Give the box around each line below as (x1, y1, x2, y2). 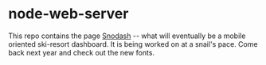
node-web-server (8, 5, 129, 23)
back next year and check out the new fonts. (8, 48, 155, 57)
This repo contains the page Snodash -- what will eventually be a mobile (8, 31, 246, 40)
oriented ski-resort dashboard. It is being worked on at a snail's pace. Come (8, 39, 258, 48)
